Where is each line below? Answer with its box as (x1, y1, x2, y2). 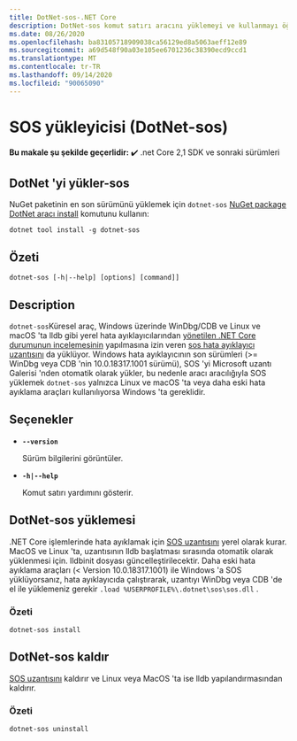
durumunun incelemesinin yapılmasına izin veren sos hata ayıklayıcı (9, 340, 255, 350)
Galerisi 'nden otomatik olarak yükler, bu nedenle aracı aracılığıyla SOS (9, 368, 267, 378)
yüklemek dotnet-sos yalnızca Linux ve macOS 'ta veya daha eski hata (9, 377, 266, 388)
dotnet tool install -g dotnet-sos (9, 226, 141, 235)
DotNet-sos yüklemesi (9, 513, 136, 528)
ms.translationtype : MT (9, 54, 97, 63)
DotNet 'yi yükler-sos (9, 175, 130, 190)
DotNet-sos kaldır (9, 650, 110, 665)
